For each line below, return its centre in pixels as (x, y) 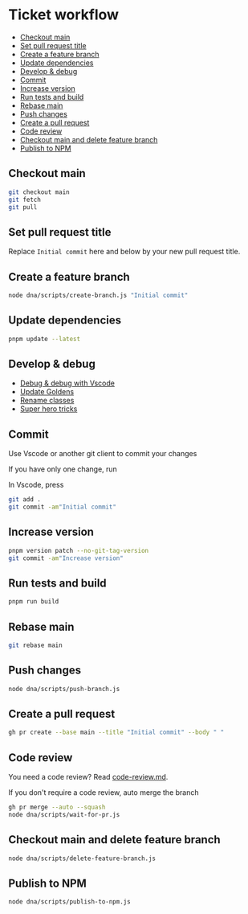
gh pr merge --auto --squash (57, 807)
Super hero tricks (49, 409)
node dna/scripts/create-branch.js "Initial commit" (98, 295)
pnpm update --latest (45, 339)
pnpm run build (34, 602)
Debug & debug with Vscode (67, 383)
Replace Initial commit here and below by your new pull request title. (124, 252)
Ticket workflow (63, 15)
